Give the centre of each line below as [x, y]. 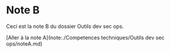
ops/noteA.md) [24, 44]
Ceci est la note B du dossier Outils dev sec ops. [65, 26]
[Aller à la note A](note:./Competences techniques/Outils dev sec [85, 37]
